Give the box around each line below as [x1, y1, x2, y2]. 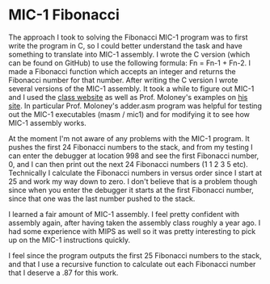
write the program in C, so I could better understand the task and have [8, 40, 243, 50]
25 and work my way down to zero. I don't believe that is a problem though [8, 176, 258, 186]
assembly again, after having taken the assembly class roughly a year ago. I [8, 218, 261, 228]
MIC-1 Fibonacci [8, 6, 120, 24]
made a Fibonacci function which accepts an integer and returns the [8, 66, 236, 76]
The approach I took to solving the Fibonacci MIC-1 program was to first [8, 32, 248, 42]
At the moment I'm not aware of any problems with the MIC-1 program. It [8, 133, 251, 143]
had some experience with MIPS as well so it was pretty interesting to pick [8, 226, 256, 236]
